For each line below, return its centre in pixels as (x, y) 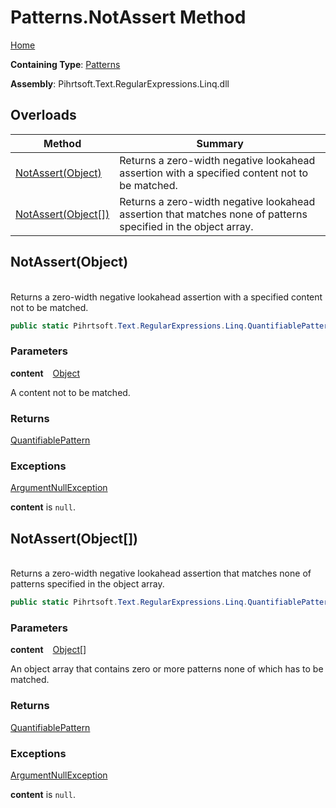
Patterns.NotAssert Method (128, 17)
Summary (220, 143)
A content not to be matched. (70, 392)
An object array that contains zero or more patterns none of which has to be (167, 669)
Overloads (43, 115)
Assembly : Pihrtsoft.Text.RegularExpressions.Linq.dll (120, 83)
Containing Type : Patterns (65, 64)
